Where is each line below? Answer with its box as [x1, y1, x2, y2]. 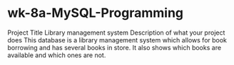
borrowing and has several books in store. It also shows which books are [7, 43, 222, 52]
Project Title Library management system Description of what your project [7, 28, 225, 37]
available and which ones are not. [7, 51, 106, 59]
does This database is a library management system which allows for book [7, 35, 227, 44]
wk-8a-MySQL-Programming [7, 5, 184, 21]
